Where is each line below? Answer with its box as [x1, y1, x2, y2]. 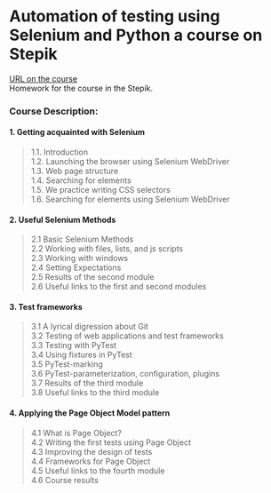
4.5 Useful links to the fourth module [30, 465, 165, 476]
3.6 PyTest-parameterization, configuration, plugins [30, 369, 220, 379]
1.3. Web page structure [30, 166, 119, 177]
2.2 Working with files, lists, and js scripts [30, 243, 184, 254]
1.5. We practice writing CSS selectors [30, 185, 171, 195]
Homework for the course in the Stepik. [9, 83, 154, 93]
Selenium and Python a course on [9, 25, 263, 45]
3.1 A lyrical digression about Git [30, 322, 149, 332]
